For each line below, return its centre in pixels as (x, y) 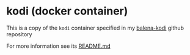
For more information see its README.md (59, 46)
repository (19, 34)
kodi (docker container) (67, 11)
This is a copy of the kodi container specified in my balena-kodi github (95, 28)
